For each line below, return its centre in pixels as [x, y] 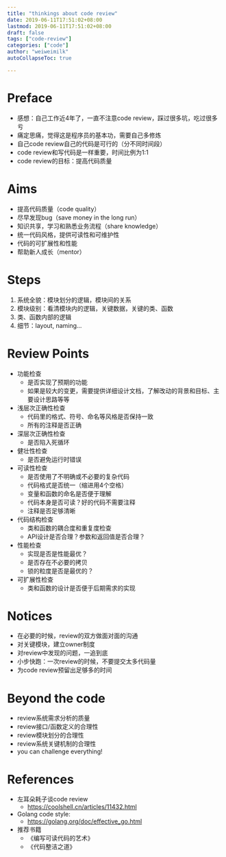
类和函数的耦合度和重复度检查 [69, 528]
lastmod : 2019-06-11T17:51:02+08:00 [59, 26]
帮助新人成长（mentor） [51, 252]
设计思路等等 [51, 399]
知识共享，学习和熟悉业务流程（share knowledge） [89, 226]
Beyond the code [56, 698]
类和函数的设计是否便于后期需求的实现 [81, 588]
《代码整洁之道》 [51, 847]
